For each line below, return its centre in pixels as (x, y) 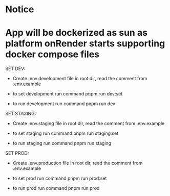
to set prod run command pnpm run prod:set (60, 178)
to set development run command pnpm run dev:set (68, 94)
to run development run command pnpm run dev (64, 104)
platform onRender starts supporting (85, 44)
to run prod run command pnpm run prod (56, 188)
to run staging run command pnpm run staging (62, 143)
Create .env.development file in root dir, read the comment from (80, 79)
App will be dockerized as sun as (76, 33)
